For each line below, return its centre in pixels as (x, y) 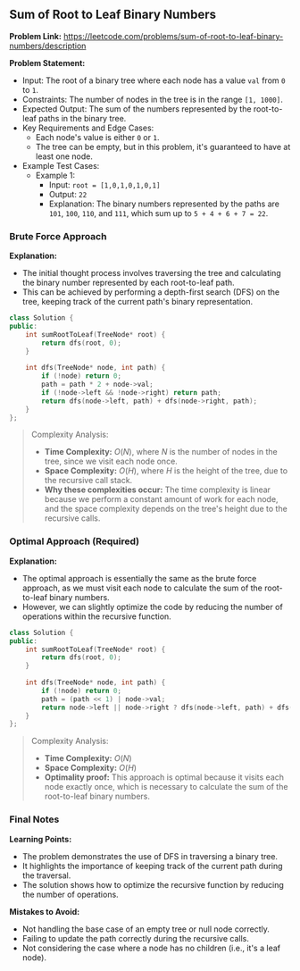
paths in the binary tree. (83, 118)
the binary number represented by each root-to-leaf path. (128, 283)
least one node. (64, 156)
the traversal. (46, 875)
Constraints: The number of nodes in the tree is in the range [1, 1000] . (152, 99)
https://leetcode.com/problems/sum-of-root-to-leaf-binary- (174, 36)
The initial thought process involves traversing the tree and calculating (151, 273)
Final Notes (34, 819)
